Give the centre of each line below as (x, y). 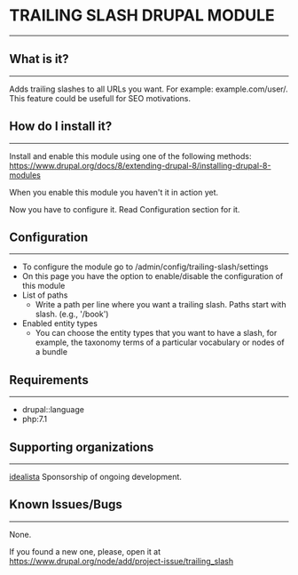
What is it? (39, 59)
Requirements (49, 380)
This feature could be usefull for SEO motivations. (100, 98)
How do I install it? (61, 127)
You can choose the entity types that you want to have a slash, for (156, 333)
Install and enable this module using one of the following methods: (130, 156)
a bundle (51, 352)
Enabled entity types (59, 323)
